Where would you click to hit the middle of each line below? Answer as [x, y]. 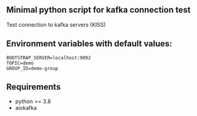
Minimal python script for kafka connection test [98, 10]
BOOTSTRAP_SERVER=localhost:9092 [49, 58]
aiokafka [26, 108]
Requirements [33, 87]
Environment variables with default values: [89, 44]
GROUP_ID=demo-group [33, 68]
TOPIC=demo [20, 63]
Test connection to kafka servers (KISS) [56, 24]
